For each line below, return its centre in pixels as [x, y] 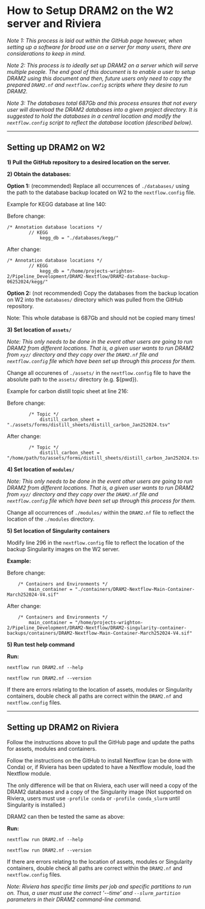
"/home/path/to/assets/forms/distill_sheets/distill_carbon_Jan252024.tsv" [105, 458]
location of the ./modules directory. [51, 519]
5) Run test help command [41, 644]
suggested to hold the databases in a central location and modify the [94, 116]
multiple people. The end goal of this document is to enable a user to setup [101, 71]
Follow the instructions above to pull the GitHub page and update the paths [101, 742]
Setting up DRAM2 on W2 [56, 147]
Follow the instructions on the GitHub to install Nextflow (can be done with [100, 760]
